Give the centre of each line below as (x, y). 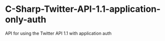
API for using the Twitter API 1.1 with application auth (59, 33)
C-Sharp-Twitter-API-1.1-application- (83, 9)
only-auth (26, 20)
